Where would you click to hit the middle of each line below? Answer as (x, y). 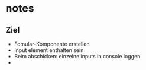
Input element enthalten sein (49, 50)
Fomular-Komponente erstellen (52, 44)
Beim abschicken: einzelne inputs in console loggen (77, 56)
